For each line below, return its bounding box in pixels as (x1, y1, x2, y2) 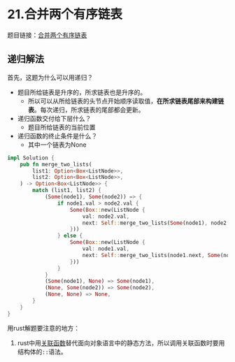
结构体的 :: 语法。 (17, 347, 68, 356)
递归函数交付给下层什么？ (17, 114, 92, 122)
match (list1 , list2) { (32, 187, 101, 194)
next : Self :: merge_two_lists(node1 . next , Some (82, 252, 220, 259)
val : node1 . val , (82, 245, 130, 252)
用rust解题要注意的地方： (7, 324, 80, 332)
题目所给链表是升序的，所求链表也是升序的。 (17, 88, 147, 96)
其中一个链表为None (27, 140, 87, 149)
